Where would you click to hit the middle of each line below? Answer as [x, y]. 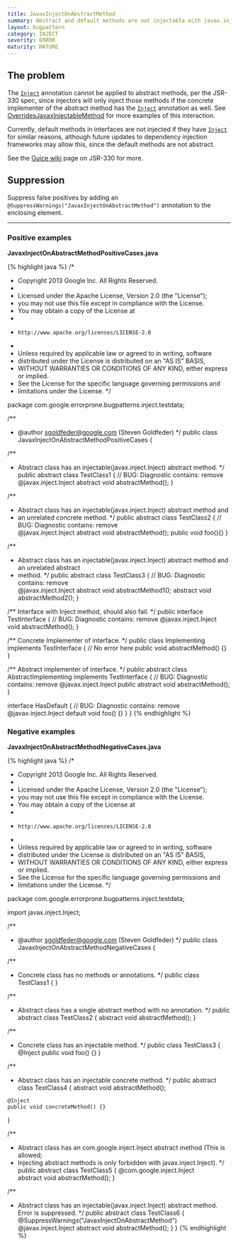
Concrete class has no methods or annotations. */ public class [108, 975]
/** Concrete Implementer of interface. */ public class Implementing [106, 640]
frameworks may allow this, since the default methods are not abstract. [111, 144]
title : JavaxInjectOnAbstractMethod [61, 14]
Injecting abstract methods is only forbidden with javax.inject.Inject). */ [121, 1163]
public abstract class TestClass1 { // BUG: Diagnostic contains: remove [120, 475]
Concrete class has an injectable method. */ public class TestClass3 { [119, 1045]
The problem [36, 76]
